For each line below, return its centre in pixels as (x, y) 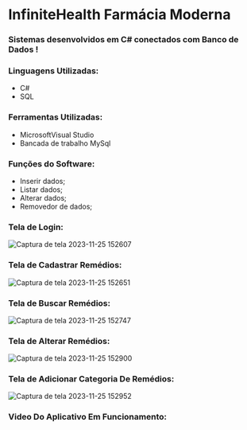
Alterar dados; (43, 198)
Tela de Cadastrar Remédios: (65, 265)
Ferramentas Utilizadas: (56, 117)
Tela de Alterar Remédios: (59, 341)
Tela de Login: (36, 227)
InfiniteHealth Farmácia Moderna (120, 15)
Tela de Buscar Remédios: (60, 303)
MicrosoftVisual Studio (57, 135)
